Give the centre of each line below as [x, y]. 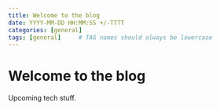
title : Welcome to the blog [54, 15]
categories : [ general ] [45, 30]
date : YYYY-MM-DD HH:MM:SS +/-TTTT [66, 23]
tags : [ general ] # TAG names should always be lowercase [110, 37]
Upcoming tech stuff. [42, 98]
